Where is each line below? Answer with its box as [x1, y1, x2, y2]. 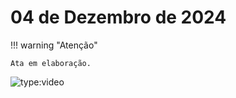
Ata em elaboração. [10, 58, 92, 68]
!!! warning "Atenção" [10, 39, 98, 51]
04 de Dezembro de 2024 [10, 6, 227, 29]
